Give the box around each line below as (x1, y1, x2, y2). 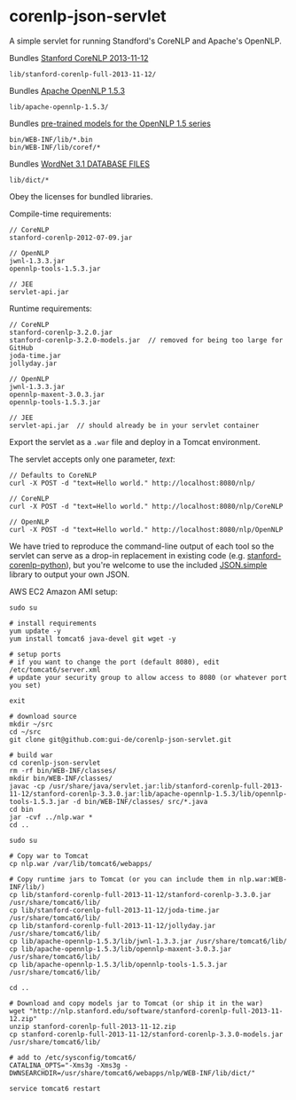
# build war (9, 751, 53, 760)
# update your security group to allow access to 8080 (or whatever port (9, 673, 288, 682)
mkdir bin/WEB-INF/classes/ (9, 774, 113, 783)
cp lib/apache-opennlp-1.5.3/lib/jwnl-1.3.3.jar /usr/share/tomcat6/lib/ (9, 937, 288, 946)
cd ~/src (9, 727, 42, 737)
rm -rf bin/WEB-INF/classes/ (9, 766, 117, 775)
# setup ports (9, 650, 62, 659)
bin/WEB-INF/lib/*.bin (9, 135, 93, 144)
